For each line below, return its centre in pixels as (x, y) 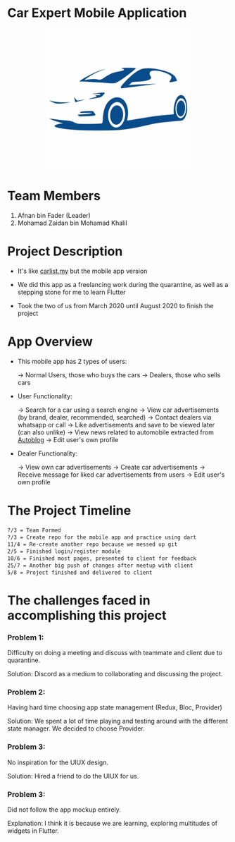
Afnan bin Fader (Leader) (54, 215)
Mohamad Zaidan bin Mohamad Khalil (72, 223)
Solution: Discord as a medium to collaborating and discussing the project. (115, 674)
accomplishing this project (87, 615)
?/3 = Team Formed (34, 530)
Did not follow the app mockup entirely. (64, 810)
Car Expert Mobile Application (97, 13)
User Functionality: (45, 396)
